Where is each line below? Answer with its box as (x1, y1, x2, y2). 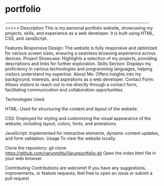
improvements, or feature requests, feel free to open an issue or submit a (5, 170, 153, 176)
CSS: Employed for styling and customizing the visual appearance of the (5, 115, 151, 121)
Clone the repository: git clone (5, 145, 67, 151)
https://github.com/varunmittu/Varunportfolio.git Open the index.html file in (5, 150, 156, 156)
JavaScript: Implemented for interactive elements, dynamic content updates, (5, 130, 160, 136)
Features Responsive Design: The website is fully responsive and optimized (5, 45, 158, 51)
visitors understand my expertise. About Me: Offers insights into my (5, 71, 141, 77)
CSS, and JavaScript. (5, 35, 48, 41)
